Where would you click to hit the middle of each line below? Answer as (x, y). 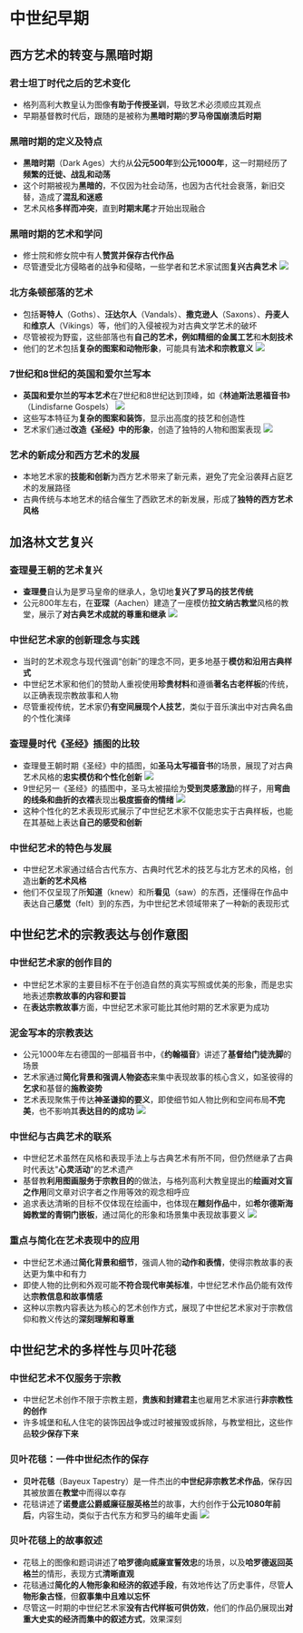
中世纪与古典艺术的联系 (60, 1137)
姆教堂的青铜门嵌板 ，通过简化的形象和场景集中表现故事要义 (134, 1215)
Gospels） (94, 407)
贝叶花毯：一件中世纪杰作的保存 (79, 1460)
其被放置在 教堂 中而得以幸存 (74, 1492)
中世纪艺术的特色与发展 (60, 847)
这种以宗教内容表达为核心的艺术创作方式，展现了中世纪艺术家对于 (146, 1307)
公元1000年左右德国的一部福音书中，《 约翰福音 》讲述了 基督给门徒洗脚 (153, 1054)
